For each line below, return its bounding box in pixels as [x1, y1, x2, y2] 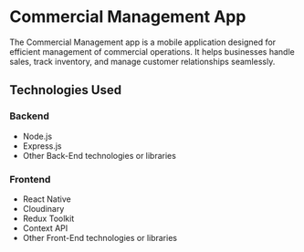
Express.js [22, 140, 62, 152]
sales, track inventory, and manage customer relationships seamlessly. [9, 56, 276, 67]
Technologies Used [9, 82, 121, 98]
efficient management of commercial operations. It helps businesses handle [9, 46, 295, 57]
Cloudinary [22, 203, 65, 214]
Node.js [22, 131, 53, 142]
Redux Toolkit [22, 213, 75, 224]
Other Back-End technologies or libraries [22, 150, 176, 161]
